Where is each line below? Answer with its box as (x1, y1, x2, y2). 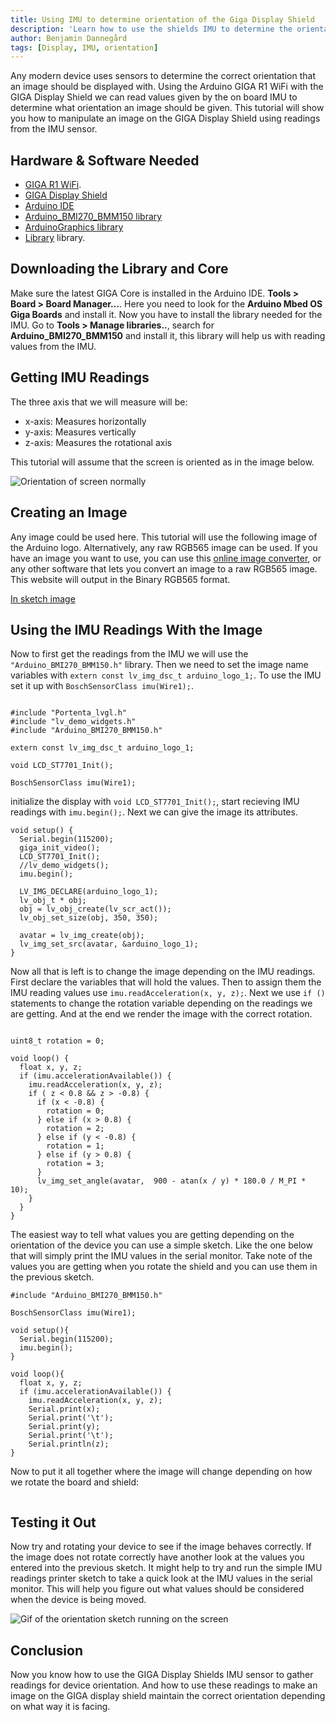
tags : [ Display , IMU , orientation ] (10, 42, 159, 53)
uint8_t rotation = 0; (10, 1036, 105, 1046)
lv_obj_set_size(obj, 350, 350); (19, 913, 159, 923)
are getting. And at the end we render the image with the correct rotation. (10, 1008, 313, 1020)
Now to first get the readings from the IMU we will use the (10, 648, 249, 660)
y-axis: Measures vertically (24, 426, 137, 438)
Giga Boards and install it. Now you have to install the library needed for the (10, 308, 323, 320)
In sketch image (10, 592, 76, 605)
